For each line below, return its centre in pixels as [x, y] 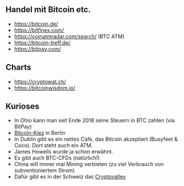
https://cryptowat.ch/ [40, 81]
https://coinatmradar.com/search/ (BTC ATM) [69, 36]
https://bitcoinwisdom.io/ [45, 88]
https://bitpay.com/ [38, 49]
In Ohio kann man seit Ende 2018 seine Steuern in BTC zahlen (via [94, 121]
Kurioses [22, 106]
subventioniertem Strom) [44, 171]
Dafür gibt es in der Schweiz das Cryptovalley [70, 177]
